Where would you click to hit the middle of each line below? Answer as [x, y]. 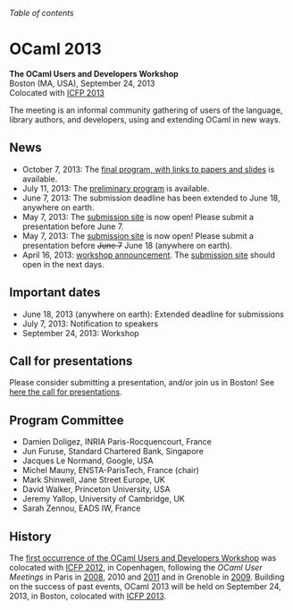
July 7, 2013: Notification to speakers [90, 323]
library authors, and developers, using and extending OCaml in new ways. [145, 119]
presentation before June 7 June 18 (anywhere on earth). [127, 245]
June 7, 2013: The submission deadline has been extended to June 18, [151, 198]
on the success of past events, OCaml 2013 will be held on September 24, [145, 586]
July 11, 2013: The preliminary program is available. [116, 188]
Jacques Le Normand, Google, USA [88, 461]
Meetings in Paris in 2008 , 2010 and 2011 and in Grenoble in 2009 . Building [147, 577]
